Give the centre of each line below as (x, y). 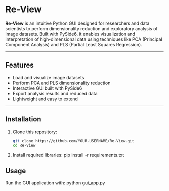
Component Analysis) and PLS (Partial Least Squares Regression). (74, 44)
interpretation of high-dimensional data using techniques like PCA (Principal (84, 39)
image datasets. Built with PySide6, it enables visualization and (70, 34)
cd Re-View (24, 145)
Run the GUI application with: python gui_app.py (55, 183)
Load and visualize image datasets (48, 77)
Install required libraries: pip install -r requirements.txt (68, 155)
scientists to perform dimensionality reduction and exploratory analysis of (81, 28)
